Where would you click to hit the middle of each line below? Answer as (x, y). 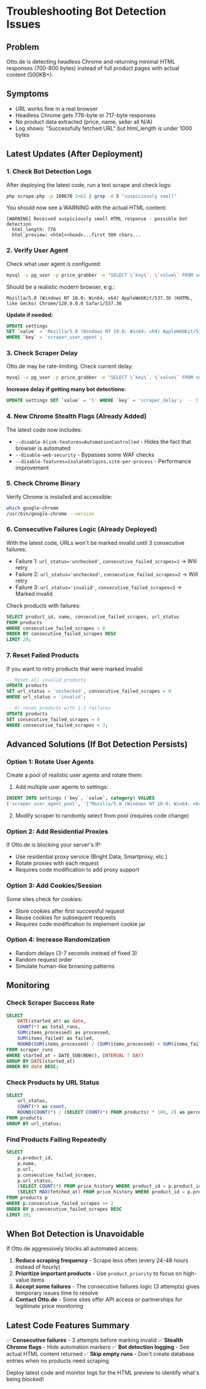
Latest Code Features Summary (68, 1325)
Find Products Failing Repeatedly (57, 1140)
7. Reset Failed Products (43, 655)
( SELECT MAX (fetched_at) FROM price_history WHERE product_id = (101, 1192)
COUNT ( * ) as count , (42, 1107)
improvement (32, 468)
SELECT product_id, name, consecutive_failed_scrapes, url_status (93, 617)
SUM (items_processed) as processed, (64, 1033)
